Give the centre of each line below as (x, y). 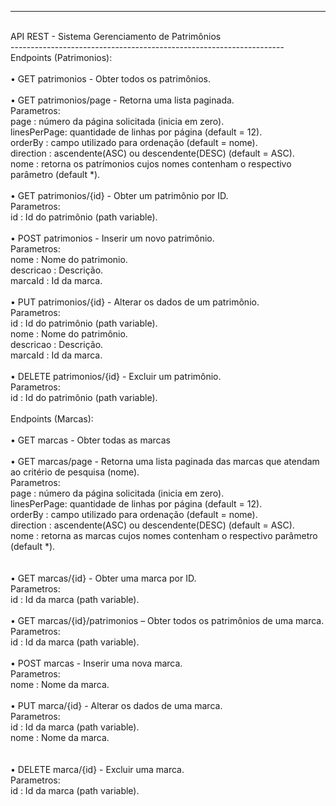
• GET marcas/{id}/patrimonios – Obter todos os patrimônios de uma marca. (167, 620)
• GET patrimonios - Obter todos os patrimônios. (111, 79)
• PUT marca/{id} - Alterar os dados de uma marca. (116, 705)
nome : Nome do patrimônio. (69, 334)
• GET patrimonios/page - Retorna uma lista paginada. (122, 100)
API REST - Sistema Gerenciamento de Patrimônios (116, 36)
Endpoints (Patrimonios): (61, 57)
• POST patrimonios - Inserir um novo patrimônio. (112, 238)
